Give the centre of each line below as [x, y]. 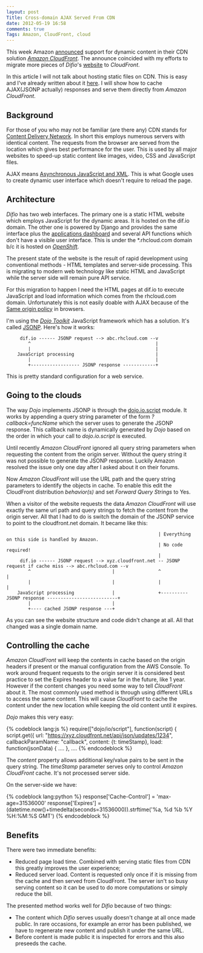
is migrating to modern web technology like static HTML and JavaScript [96, 271]
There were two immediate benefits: [52, 850]
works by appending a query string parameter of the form [78, 416]
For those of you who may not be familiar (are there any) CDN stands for [97, 130]
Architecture [31, 199]
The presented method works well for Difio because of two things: [89, 906]
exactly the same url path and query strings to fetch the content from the [97, 510]
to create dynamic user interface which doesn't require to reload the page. [99, 180]
